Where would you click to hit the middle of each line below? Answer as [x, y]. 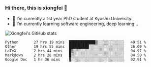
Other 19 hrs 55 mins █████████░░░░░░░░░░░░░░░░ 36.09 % [76, 47]
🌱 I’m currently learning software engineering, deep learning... [75, 24]
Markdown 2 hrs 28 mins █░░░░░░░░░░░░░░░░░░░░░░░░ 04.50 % [76, 55]
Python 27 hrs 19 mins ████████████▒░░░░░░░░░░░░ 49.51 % [76, 42]
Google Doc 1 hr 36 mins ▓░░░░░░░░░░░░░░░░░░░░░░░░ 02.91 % [76, 60]
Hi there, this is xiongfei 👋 [36, 8]
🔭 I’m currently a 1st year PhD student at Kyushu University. [72, 19]
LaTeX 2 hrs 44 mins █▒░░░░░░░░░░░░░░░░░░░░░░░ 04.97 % [76, 51]
